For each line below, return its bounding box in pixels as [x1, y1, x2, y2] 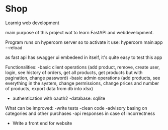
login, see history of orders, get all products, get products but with [5, 69, 143, 76]
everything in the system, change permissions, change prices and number [5, 80, 159, 86]
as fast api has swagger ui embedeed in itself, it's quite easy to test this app [5, 54, 162, 60]
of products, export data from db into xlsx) [5, 85, 94, 91]
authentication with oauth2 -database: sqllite [12, 95, 106, 101]
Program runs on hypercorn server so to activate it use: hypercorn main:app [5, 39, 163, 45]
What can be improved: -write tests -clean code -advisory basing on [5, 105, 147, 111]
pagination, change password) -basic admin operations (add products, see [5, 75, 160, 81]
